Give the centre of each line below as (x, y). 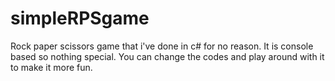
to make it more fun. (51, 67)
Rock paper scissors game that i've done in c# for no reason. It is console (162, 46)
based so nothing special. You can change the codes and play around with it (167, 56)
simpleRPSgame (80, 18)
